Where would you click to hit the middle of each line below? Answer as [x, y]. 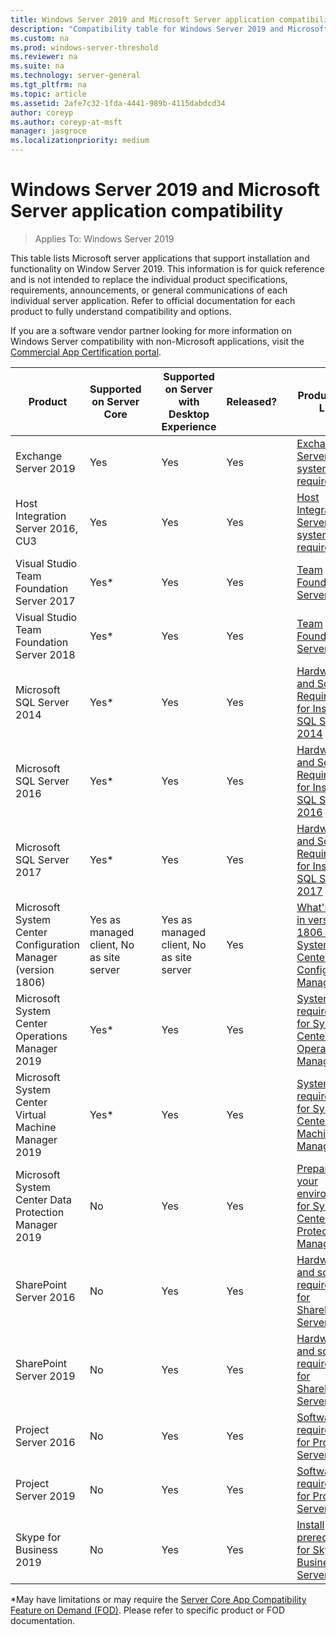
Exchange [39, 456]
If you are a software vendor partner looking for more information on [151, 330]
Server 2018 [45, 654]
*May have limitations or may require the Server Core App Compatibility [158, 1599]
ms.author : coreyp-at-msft [66, 122]
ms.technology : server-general [75, 76]
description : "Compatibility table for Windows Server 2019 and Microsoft [169, 29]
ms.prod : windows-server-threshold [84, 47]
